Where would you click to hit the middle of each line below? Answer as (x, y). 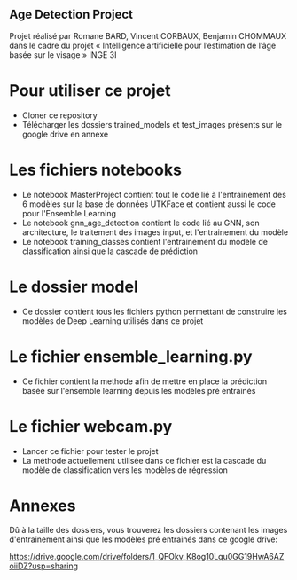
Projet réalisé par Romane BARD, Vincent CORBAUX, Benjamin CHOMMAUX (148, 35)
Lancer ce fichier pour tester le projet (90, 451)
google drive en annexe (65, 134)
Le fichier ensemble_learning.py (131, 356)
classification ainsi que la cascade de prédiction (109, 251)
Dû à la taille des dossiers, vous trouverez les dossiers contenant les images (148, 530)
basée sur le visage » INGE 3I (63, 55)
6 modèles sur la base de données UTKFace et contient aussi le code (149, 204)
